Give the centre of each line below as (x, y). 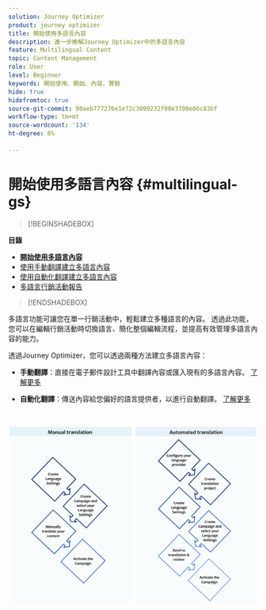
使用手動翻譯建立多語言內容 (65, 267)
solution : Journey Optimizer (56, 17)
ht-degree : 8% (32, 134)
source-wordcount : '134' (49, 125)
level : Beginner (35, 75)
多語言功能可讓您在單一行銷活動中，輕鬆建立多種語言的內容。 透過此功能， (131, 318)
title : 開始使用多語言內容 (47, 33)
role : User (26, 67)
